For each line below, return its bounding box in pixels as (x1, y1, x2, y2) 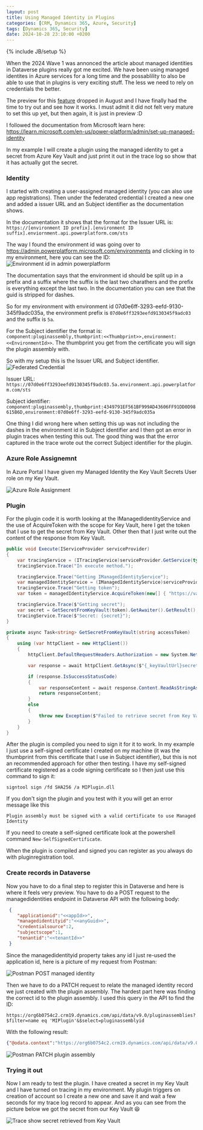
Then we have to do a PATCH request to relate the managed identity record (6, 981, 193, 989)
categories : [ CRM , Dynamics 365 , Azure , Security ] (6, 20, 137, 26)
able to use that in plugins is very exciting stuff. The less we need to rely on (6, 79, 194, 86)
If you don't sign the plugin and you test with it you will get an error (6, 795, 173, 802)
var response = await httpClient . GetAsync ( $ (28, 662, 142, 668)
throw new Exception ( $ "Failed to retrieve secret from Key (38, 712, 190, 719)
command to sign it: (6, 773, 56, 780)
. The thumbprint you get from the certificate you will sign (52, 339, 196, 346)
